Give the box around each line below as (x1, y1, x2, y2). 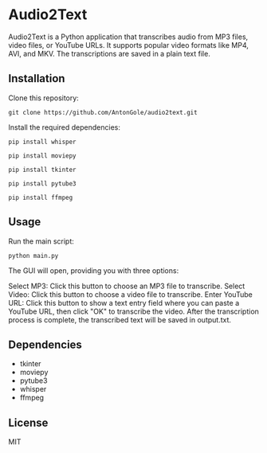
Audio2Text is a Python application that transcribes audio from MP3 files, (8, 32, 249, 41)
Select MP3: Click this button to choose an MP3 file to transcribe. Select (8, 281, 245, 291)
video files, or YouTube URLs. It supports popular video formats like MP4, (8, 40, 249, 49)
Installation (8, 72, 65, 85)
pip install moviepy (8, 151, 77, 160)
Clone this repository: (8, 93, 80, 103)
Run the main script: (8, 236, 74, 246)
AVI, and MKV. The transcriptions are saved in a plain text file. (8, 49, 211, 58)
